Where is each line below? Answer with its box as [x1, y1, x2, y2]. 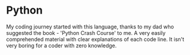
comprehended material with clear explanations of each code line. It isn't [6, 35, 185, 43]
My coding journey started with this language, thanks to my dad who [6, 23, 174, 30]
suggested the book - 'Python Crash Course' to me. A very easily [6, 29, 166, 36]
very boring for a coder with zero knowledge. [6, 42, 117, 49]
